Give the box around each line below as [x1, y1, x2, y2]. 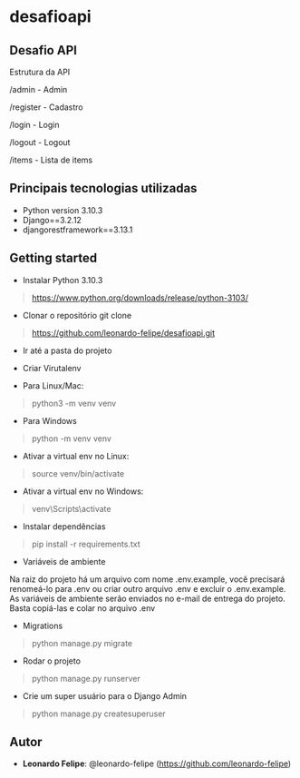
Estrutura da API [9, 66, 71, 77]
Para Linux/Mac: [22, 379, 84, 391]
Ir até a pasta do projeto [22, 345, 112, 356]
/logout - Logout [9, 137, 71, 147]
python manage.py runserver [31, 673, 140, 684]
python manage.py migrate [31, 637, 133, 648]
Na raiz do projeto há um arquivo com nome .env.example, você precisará [9, 574, 285, 585]
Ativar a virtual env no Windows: [22, 486, 144, 497]
